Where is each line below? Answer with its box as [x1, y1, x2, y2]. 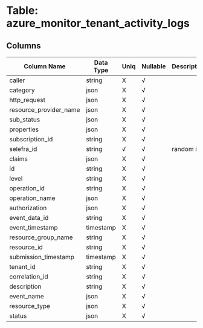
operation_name [9, 194, 56, 202]
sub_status [9, 115, 40, 124]
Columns [6, 40, 41, 51]
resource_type [9, 302, 50, 310]
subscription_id [9, 135, 53, 143]
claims [9, 155, 28, 163]
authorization [9, 204, 47, 212]
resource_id [9, 243, 43, 251]
